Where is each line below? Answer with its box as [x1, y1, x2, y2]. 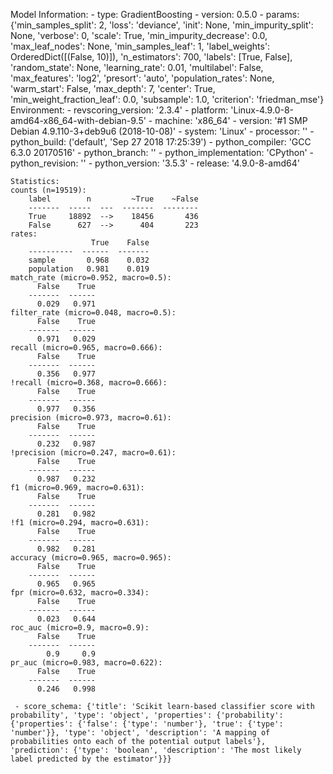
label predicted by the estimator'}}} [10, 754, 172, 764]
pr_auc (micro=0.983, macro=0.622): [10, 658, 163, 668]
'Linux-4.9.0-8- [230, 104, 294, 116]
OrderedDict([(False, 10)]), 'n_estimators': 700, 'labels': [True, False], [10, 51, 293, 63]
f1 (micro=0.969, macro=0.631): [10, 483, 145, 493]
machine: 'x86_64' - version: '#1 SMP [154, 115, 308, 126]
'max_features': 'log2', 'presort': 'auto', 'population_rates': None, [10, 72, 275, 84]
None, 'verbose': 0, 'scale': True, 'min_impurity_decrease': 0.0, [10, 30, 268, 41]
